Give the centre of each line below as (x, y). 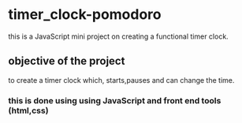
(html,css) (28, 110)
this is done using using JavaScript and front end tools (115, 100)
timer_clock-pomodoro (85, 15)
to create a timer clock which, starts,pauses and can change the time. (121, 80)
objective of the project (67, 61)
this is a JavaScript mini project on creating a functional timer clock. (118, 36)
